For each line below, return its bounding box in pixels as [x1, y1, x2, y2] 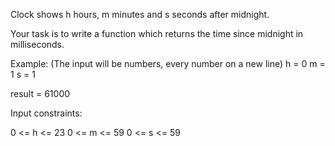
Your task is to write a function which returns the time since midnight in [10, 28, 304, 39]
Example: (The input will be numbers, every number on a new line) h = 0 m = [10, 58, 326, 69]
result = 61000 [10, 88, 71, 99]
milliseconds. [10, 39, 65, 50]
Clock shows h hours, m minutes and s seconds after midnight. [10, 9, 270, 20]
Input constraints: [10, 107, 83, 119]
